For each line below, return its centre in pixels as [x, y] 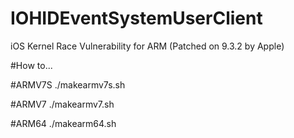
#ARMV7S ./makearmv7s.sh [68, 84]
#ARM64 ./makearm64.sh [63, 123]
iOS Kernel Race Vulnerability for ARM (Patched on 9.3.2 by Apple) [147, 46]
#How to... [31, 65]
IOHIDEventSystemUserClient [136, 18]
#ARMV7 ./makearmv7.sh [62, 104]
